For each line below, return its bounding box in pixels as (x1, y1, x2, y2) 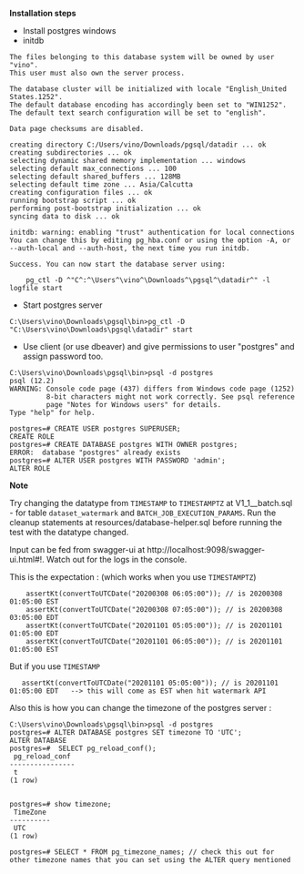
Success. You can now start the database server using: (9, 259, 226, 269)
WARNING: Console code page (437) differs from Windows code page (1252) (9, 384, 296, 393)
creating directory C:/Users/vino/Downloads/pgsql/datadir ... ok (9, 140, 267, 149)
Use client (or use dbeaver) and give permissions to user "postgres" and (22, 341, 295, 351)
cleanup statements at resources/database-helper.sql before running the (9, 517, 282, 527)
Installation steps (9, 8, 76, 18)
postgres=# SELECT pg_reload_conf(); (9, 744, 157, 753)
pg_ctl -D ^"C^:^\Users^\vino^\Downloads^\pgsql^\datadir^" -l (25, 276, 271, 285)
